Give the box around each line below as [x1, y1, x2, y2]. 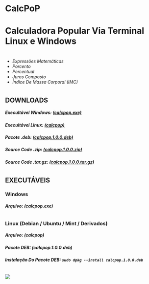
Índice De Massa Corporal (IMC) [12, 79, 78, 85]
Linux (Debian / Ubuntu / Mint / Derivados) [5, 220, 108, 227]
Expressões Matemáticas [12, 58, 64, 64]
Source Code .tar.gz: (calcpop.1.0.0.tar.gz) [5, 159, 95, 165]
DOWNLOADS [5, 96, 48, 104]
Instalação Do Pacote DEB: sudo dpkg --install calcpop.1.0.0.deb [5, 257, 144, 263]
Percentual [12, 68, 34, 74]
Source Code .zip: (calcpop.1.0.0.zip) [5, 147, 82, 153]
